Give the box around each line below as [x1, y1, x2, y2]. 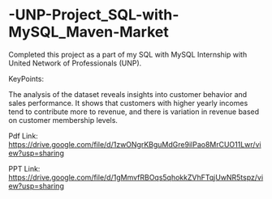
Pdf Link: [8, 131, 38, 141]
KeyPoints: [8, 74, 45, 83]
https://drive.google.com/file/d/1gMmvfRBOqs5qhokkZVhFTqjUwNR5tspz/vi [8, 172, 264, 182]
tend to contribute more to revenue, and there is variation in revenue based [8, 107, 260, 116]
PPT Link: [8, 163, 41, 173]
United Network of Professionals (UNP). [8, 58, 142, 68]
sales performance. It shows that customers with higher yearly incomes [8, 98, 248, 108]
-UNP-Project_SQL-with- [8, 6, 179, 24]
